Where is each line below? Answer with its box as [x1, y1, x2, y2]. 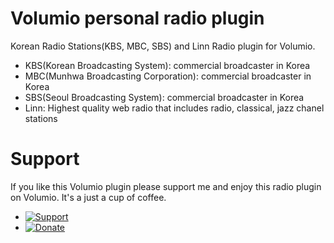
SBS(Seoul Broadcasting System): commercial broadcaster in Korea [24, 91, 305, 103]
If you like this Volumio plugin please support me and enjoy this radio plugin [10, 180, 322, 192]
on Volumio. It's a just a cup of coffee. [10, 191, 167, 203]
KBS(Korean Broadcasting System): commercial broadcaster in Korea [24, 59, 311, 71]
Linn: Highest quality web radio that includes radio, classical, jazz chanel [24, 102, 325, 114]
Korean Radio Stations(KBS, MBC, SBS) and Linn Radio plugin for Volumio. [10, 40, 316, 52]
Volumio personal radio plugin [10, 7, 265, 30]
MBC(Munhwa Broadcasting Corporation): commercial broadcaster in [24, 70, 312, 82]
